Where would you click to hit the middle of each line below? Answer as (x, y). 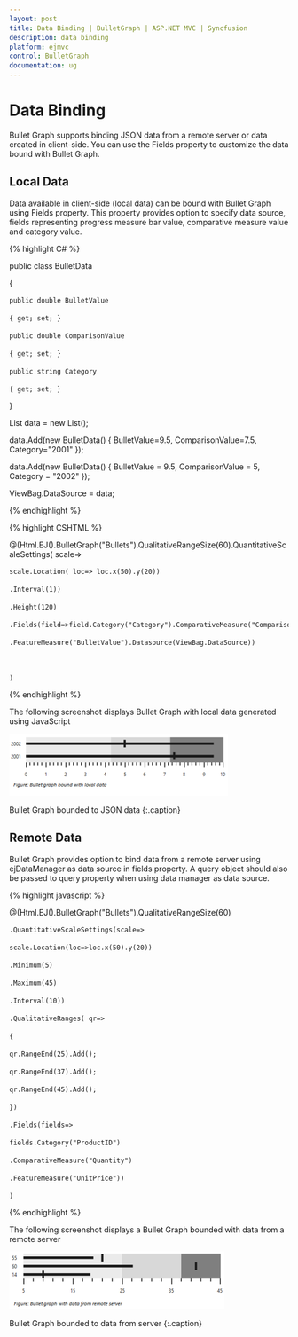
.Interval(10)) (37, 1001)
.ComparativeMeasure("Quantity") (71, 1160)
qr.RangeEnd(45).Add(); (53, 1089)
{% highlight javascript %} (57, 895)
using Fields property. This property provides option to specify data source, (148, 212)
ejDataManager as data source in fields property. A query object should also (149, 869)
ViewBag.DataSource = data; (62, 493)
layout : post (33, 19)
